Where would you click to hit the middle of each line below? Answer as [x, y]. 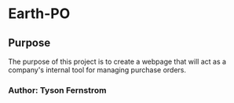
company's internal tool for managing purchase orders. [97, 70]
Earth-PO [39, 14]
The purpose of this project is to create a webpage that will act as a [117, 61]
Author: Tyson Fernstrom [57, 90]
